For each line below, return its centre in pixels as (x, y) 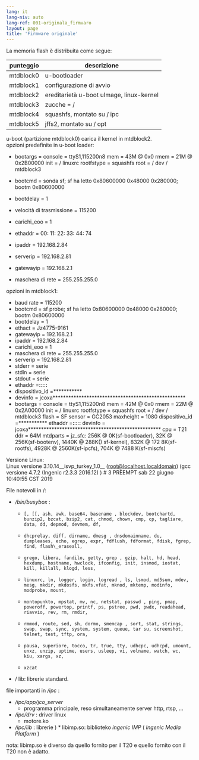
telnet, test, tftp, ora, (56, 635)
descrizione (102, 66)
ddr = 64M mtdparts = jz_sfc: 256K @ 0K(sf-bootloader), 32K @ (93, 436)
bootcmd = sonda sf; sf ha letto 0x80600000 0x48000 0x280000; (96, 181)
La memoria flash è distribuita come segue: (59, 51)
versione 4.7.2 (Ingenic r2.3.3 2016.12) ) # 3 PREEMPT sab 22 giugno (90, 473)
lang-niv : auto (25, 17)
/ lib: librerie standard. (42, 679)
